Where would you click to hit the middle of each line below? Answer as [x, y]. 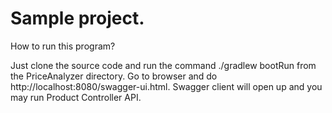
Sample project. [77, 18]
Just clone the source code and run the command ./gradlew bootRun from [163, 65]
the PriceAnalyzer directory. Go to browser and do [114, 76]
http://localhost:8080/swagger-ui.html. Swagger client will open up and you [166, 86]
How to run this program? [63, 46]
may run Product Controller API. [76, 97]
